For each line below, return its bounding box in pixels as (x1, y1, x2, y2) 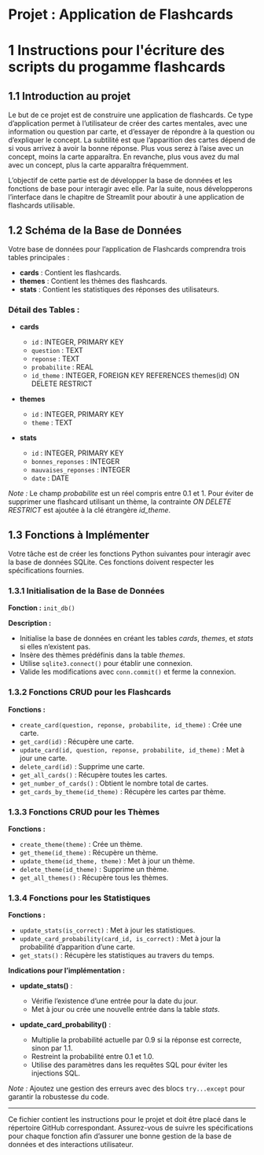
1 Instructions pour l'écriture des (8, 42, 225, 60)
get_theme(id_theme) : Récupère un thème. (19, 848, 159, 857)
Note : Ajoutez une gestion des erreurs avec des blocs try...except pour (8, 1083, 245, 1094)
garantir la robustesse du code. (8, 1092, 110, 1102)
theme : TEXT (31, 418, 73, 428)
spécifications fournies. (8, 566, 85, 576)
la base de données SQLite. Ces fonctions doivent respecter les (8, 557, 214, 567)
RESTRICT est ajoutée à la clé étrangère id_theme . (8, 506, 171, 515)
